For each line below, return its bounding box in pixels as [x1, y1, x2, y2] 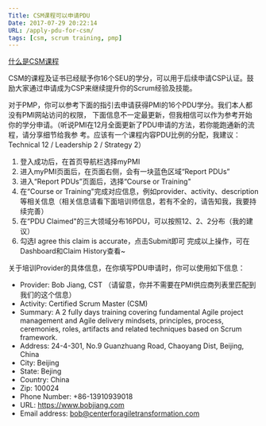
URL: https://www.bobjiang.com [19, 401, 125, 410]
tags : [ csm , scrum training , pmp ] [8, 33, 123, 42]
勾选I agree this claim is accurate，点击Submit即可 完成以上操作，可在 [19, 236, 250, 246]
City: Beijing [19, 358, 60, 368]
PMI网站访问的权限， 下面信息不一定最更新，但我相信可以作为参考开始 [21, 110, 253, 120]
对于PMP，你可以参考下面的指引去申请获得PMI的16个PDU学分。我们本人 [8, 100, 246, 110]
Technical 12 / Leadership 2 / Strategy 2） [8, 140, 145, 149]
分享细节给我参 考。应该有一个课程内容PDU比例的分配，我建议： [29, 130, 241, 140]
